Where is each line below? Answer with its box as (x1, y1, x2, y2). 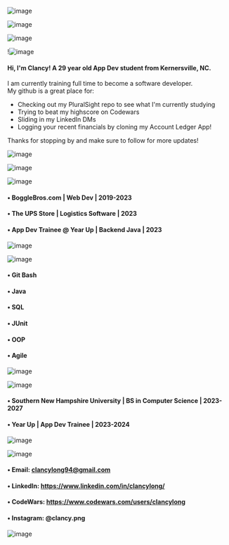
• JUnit (7, 319, 28, 327)
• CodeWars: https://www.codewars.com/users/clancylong (7, 498, 186, 506)
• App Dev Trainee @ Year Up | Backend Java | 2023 (7, 225, 162, 233)
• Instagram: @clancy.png (7, 513, 86, 522)
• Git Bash (7, 271, 37, 279)
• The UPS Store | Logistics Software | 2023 (7, 210, 137, 218)
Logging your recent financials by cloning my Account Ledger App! (17, 123, 212, 132)
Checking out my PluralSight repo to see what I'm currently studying (17, 101, 216, 109)
